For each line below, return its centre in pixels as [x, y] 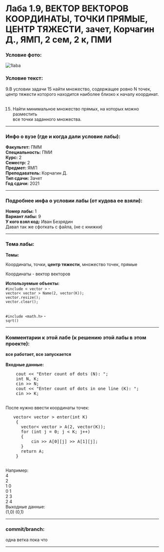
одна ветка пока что [27, 540]
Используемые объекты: [33, 283]
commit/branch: [25, 529]
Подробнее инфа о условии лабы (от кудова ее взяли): [74, 201]
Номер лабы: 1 [21, 211]
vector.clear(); [22, 302]
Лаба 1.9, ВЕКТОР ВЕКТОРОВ [67, 9]
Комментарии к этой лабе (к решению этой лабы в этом [76, 337]
